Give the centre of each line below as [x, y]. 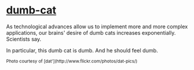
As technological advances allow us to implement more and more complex [97, 26]
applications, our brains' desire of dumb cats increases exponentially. [91, 32]
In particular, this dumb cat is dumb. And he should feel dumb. [82, 50]
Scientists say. [24, 39]
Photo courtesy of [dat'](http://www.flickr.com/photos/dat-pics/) [72, 61]
